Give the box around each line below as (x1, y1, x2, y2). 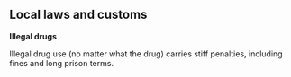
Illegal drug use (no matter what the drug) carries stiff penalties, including (9, 48, 283, 59)
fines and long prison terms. (9, 57, 114, 68)
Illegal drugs (9, 30, 57, 41)
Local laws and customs (9, 7, 148, 22)
